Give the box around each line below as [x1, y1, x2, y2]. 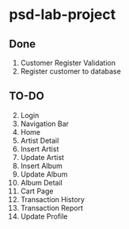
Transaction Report [20, 203, 84, 212]
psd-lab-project [9, 6, 116, 24]
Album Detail [20, 177, 63, 187]
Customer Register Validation [20, 58, 116, 67]
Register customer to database [20, 67, 121, 76]
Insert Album [20, 161, 63, 170]
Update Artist [20, 152, 64, 162]
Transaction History [20, 194, 85, 204]
